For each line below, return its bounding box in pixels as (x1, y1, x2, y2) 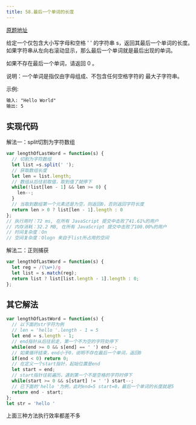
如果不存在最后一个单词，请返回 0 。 (6, 59, 98, 67)
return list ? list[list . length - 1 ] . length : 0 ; (11, 275, 139, 282)
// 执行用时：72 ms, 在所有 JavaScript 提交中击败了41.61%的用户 (6, 218, 159, 224)
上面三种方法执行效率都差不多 (6, 412, 80, 420)
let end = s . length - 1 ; (11, 333, 74, 339)
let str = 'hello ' (6, 400, 56, 406)
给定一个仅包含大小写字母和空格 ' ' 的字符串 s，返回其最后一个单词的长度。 (6, 39, 194, 46)
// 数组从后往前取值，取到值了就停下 (11, 179, 93, 185)
